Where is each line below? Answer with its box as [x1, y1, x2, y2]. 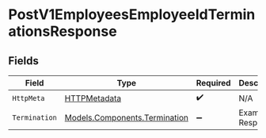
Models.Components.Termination [64, 113, 188, 123]
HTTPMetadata [64, 93, 121, 104]
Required [196, 78, 231, 88]
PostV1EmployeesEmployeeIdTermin [8, 6, 256, 24]
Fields [8, 54, 40, 67]
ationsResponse [8, 22, 117, 40]
